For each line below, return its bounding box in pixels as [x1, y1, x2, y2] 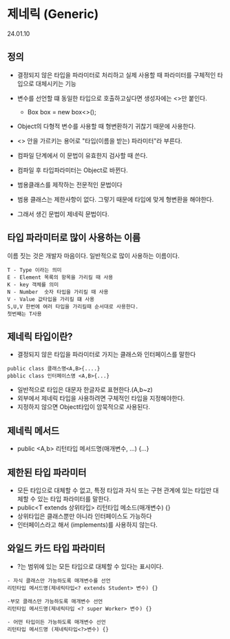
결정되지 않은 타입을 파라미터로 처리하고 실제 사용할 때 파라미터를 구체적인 [17, 70, 216, 79]
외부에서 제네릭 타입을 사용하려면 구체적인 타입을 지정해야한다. [17, 394, 185, 403]
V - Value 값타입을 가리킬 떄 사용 [7, 295, 95, 303]
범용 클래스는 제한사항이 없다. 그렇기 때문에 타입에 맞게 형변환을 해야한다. [17, 195, 214, 203]
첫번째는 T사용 [7, 311, 42, 317]
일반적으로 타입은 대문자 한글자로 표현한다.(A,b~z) [17, 386, 153, 394]
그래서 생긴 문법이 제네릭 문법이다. [17, 209, 109, 218]
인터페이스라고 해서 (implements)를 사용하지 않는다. [17, 521, 158, 529]
